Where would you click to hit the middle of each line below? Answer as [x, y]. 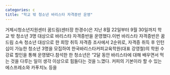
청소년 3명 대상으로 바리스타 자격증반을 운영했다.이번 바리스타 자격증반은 [88, 36]
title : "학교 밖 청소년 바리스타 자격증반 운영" [49, 15]
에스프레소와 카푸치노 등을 [31, 67]
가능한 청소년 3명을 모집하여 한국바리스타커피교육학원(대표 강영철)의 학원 [87, 48]
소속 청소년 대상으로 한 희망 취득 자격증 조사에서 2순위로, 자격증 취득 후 [85, 42]
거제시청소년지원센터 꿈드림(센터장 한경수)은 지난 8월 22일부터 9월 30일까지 [81, 29]
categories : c [20, 10]
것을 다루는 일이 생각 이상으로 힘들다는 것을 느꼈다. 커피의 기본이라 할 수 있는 [86, 61]
